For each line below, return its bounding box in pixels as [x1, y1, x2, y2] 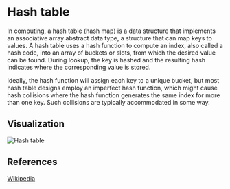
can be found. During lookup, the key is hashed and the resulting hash [7, 55, 206, 64]
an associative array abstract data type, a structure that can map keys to [7, 34, 213, 42]
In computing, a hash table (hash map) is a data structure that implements [7, 27, 216, 35]
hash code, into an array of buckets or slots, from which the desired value [7, 49, 216, 57]
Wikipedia [7, 174, 36, 182]
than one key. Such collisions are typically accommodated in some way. [7, 98, 211, 106]
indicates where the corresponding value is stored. [7, 63, 151, 71]
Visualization [7, 118, 65, 130]
